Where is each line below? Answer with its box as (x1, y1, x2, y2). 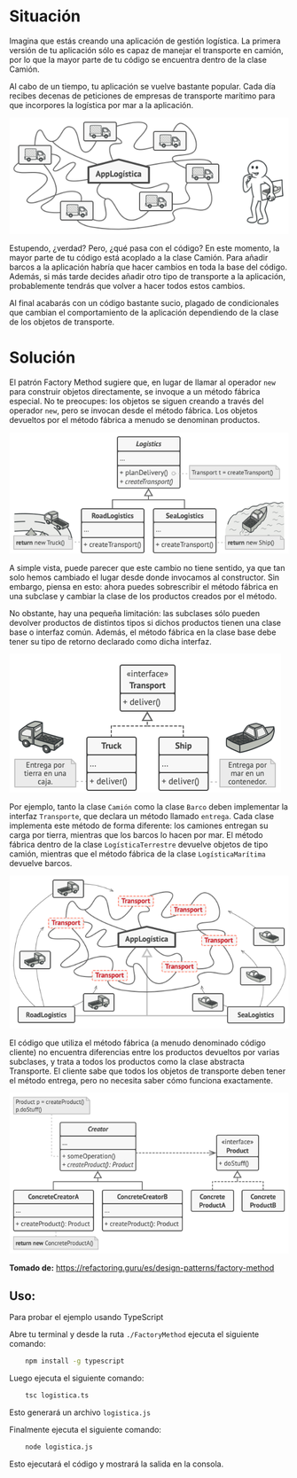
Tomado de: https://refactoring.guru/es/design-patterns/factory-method (9, 1263, 275, 1273)
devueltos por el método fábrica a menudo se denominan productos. (9, 414, 261, 425)
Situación (9, 6, 82, 27)
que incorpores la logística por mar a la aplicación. (9, 99, 194, 110)
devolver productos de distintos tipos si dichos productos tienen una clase (9, 618, 282, 629)
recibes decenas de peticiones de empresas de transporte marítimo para (9, 90, 276, 101)
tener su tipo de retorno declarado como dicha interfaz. (9, 637, 212, 647)
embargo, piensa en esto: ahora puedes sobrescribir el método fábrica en (9, 582, 279, 592)
